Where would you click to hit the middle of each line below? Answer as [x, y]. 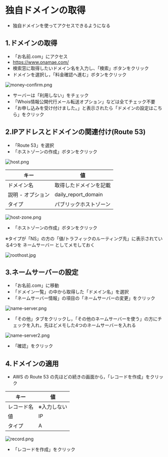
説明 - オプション [29, 195]
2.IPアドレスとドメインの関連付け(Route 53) [76, 132]
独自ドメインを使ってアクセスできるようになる [62, 25]
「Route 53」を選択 [33, 145]
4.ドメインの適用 [32, 364]
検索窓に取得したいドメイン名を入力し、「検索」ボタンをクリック [81, 68]
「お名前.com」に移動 [36, 285]
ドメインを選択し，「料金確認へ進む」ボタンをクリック [69, 74]
